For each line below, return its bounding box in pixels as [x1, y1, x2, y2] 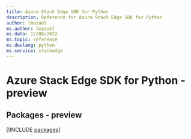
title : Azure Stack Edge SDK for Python [6, 8, 109, 15]
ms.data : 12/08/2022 [6, 31, 58, 37]
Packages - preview [6, 110, 82, 120]
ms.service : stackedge [6, 48, 63, 54]
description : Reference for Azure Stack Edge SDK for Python [6, 14, 163, 20]
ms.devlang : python [6, 43, 55, 49]
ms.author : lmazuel [6, 25, 55, 32]
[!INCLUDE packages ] [6, 126, 61, 133]
